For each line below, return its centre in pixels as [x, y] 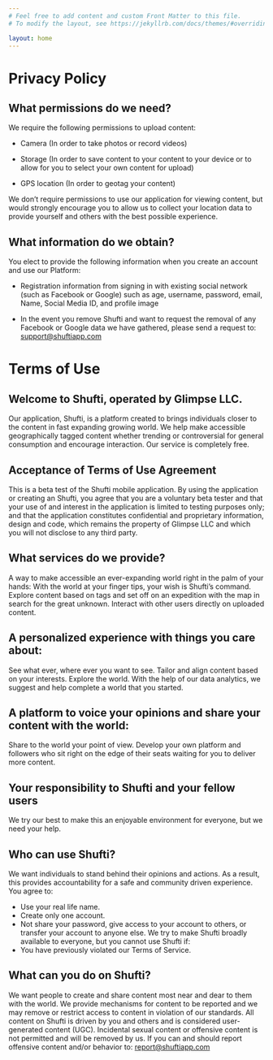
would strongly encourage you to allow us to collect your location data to [130, 208]
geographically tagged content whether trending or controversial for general [136, 436]
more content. [32, 762]
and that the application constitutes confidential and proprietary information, [136, 515]
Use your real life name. [60, 907]
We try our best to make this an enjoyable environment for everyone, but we [136, 820]
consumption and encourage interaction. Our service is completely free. [129, 444]
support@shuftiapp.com [61, 336]
